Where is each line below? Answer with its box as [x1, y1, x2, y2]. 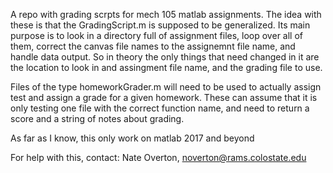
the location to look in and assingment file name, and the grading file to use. [10, 62, 323, 73]
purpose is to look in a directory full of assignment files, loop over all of [10, 30, 303, 41]
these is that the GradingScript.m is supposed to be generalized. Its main [10, 19, 311, 31]
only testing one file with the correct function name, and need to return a [10, 102, 310, 114]
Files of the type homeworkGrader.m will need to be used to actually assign [10, 81, 322, 93]
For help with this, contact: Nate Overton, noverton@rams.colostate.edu [10, 152, 307, 163]
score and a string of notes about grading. [10, 113, 185, 124]
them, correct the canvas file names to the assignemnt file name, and [10, 40, 296, 52]
